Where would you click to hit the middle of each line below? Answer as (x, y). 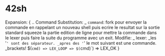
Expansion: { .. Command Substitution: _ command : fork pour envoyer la (76, 22)
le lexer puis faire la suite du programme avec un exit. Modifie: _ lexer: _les (81, 38)
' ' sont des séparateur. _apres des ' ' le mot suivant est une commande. (81, 43)
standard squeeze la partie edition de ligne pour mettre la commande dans (81, 32)
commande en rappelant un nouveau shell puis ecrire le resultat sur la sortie (82, 27)
